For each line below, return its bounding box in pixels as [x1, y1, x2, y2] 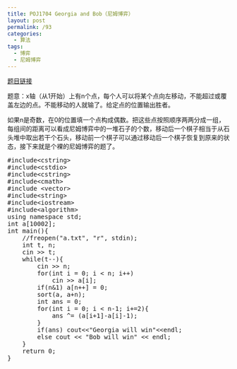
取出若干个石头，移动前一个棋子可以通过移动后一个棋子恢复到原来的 [25, 133, 224, 141]
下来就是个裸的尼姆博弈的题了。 [25, 142, 119, 151]
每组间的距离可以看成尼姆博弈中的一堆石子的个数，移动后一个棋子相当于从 [7, 124, 224, 133]
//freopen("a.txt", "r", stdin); [22, 234, 138, 242]
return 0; [22, 347, 56, 355]
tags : [7, 43, 23, 50]
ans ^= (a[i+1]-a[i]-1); [51, 312, 138, 320]
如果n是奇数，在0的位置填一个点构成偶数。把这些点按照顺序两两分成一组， [7, 115, 226, 124]
